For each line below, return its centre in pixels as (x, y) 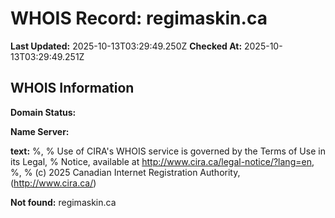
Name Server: (40, 131)
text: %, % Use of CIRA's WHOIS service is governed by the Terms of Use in (168, 151)
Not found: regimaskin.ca (63, 202)
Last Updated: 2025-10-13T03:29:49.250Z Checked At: (126, 46)
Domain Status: (43, 112)
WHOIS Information (72, 88)
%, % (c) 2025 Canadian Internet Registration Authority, (125, 172)
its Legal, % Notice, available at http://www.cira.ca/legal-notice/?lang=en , (162, 161)
